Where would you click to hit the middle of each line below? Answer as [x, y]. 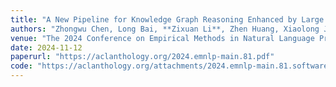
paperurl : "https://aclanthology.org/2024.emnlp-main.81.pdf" [142, 57]
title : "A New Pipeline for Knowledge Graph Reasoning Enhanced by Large [167, 19]
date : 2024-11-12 [46, 47]
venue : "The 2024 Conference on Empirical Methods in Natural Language [162, 38]
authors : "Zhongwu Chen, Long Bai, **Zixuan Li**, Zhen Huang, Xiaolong [165, 29]
